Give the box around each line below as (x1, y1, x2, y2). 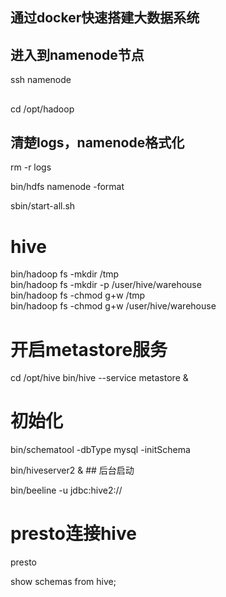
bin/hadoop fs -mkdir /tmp (10, 268, 120, 280)
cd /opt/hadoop (10, 103, 75, 115)
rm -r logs (10, 161, 52, 173)
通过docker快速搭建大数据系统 (10, 9, 200, 27)
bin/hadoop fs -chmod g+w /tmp (10, 289, 146, 302)
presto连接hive (10, 523, 137, 545)
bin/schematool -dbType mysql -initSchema (10, 444, 191, 456)
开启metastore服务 (10, 338, 168, 361)
